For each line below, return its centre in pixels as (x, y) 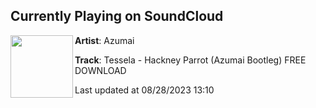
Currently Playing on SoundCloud (117, 16)
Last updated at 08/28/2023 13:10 (144, 90)
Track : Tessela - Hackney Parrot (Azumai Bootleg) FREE (190, 60)
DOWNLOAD (100, 70)
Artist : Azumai (104, 40)
